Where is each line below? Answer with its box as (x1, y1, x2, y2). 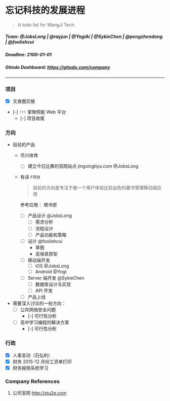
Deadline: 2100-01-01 (5, 51, 52, 57)
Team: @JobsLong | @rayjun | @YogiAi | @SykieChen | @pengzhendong (5, 33, 163, 40)
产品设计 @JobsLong (27, 212, 72, 218)
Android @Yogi (35, 268, 67, 274)
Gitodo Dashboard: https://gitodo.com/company (5, 64, 110, 70)
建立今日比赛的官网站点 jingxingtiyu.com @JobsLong (27, 163, 139, 169)
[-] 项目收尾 (20, 115, 45, 122)
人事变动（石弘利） (12, 352, 53, 358)
